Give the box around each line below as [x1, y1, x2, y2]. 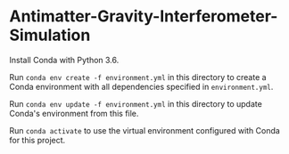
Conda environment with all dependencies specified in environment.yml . [9, 81, 274, 92]
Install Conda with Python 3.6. [9, 54, 120, 65]
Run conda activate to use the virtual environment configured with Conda [9, 125, 281, 135]
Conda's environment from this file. [9, 108, 139, 118]
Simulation [9, 25, 91, 45]
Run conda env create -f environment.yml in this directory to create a [9, 71, 267, 82]
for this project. [9, 134, 66, 145]
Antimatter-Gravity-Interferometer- [9, 6, 278, 27]
